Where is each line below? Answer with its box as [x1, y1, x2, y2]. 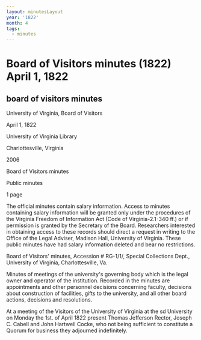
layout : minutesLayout [6, 8, 63, 15]
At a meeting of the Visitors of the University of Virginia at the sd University [6, 308, 193, 315]
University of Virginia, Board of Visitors [6, 109, 103, 117]
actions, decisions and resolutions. [6, 296, 93, 303]
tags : [6, 25, 20, 32]
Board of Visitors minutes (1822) [6, 57, 172, 71]
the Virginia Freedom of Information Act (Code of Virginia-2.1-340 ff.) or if [6, 216, 188, 223]
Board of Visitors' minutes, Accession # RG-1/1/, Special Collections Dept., [6, 253, 190, 260]
